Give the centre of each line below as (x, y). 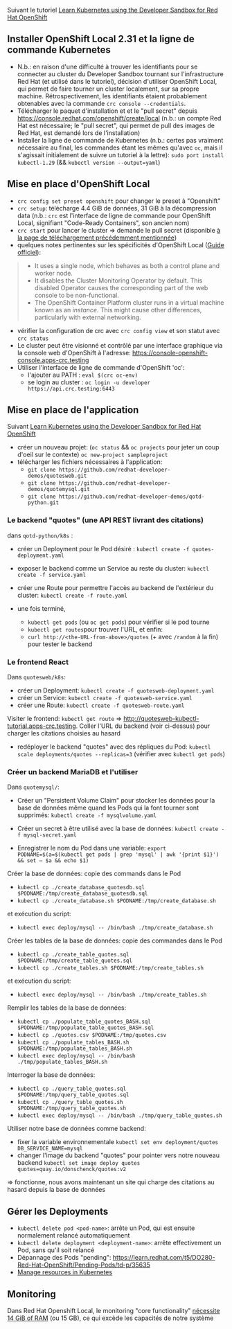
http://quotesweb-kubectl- (161, 719)
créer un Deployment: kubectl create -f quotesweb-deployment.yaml (116, 690)
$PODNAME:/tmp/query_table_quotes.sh (72, 1108)
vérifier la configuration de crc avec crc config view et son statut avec (118, 330)
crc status (33, 339)
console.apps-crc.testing (53, 360)
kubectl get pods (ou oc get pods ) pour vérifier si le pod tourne (118, 622)
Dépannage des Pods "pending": (64, 1258)
